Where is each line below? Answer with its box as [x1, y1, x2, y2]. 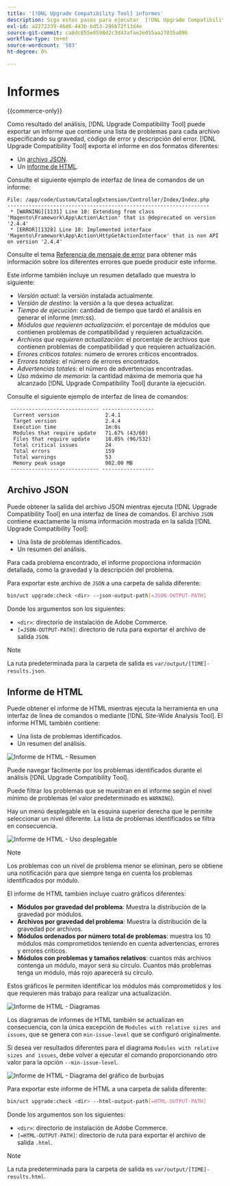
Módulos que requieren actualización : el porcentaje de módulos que [16, 321, 210, 329]
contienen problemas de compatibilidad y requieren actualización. [16, 327, 204, 336]
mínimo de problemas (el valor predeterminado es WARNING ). [7, 794, 175, 802]
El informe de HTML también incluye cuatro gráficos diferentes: [7, 889, 186, 898]
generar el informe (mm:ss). [16, 313, 97, 321]
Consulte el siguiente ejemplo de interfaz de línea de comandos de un [7, 176, 205, 184]
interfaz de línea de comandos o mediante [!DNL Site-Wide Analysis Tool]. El [7, 712, 223, 720]
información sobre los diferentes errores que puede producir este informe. [7, 257, 217, 266]
